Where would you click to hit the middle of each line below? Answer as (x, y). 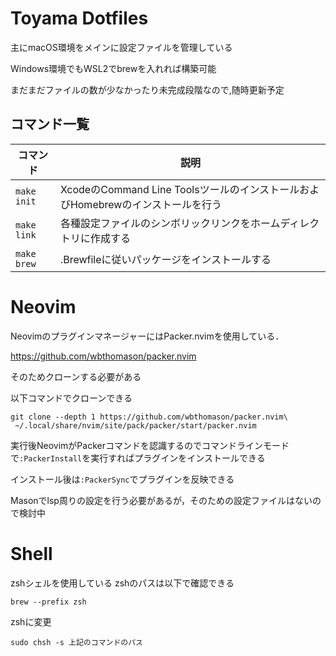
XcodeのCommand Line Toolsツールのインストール (179, 189)
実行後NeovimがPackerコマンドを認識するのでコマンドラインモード (150, 445)
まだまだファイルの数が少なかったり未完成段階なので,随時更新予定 (147, 89)
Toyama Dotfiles (79, 18)
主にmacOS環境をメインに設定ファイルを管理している (121, 47)
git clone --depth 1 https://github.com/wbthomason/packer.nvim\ (149, 417)
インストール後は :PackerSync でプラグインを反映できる (122, 479)
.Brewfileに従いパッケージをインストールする (165, 259)
